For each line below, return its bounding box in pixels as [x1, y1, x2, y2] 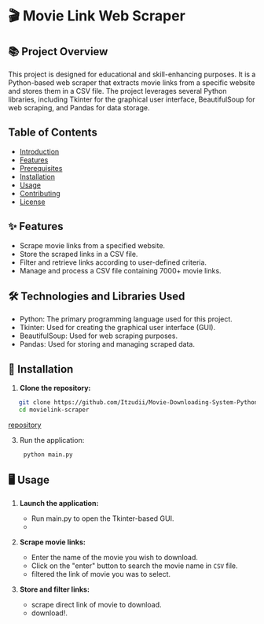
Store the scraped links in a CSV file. [19, 249, 138, 258]
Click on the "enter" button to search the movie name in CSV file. [31, 561, 238, 570]
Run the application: [19, 436, 85, 444]
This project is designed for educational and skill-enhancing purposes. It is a [8, 69, 256, 79]
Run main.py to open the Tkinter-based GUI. [31, 514, 174, 523]
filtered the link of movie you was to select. [31, 569, 171, 578]
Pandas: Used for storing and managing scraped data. [19, 340, 195, 349]
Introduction [19, 147, 60, 156]
